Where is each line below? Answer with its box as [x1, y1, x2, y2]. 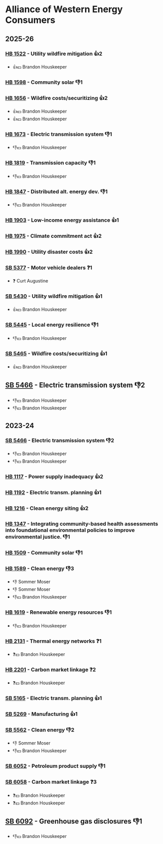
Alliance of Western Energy [5, 4, 123, 15]
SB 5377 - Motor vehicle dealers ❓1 [5, 264, 93, 271]
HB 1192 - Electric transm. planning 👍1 [5, 489, 102, 496]
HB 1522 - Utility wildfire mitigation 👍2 [5, 50, 103, 57]
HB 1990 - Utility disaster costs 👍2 [5, 248, 93, 255]
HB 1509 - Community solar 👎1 [5, 549, 83, 556]
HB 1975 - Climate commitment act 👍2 [5, 232, 102, 239]
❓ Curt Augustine [12, 278, 49, 284]
